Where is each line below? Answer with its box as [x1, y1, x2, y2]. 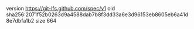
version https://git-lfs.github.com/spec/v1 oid [6, 5, 115, 12]
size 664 [35, 17, 57, 24]
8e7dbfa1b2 [6, 17, 35, 24]
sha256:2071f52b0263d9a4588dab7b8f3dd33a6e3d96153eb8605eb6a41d [6, 11, 189, 18]
